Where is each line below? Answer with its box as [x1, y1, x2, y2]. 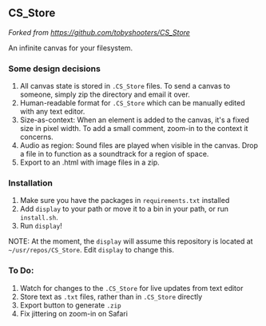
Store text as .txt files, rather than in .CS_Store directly [19, 292, 203, 301]
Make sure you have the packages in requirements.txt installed [19, 196, 230, 205]
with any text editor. [19, 107, 85, 117]
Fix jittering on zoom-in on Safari [19, 308, 128, 318]
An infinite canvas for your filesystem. [8, 43, 133, 53]
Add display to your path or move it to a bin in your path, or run [19, 204, 229, 214]
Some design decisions [8, 63, 101, 74]
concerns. [19, 132, 54, 142]
